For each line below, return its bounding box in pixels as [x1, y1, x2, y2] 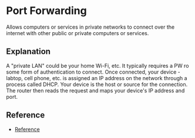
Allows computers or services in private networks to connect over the [6, 23, 175, 30]
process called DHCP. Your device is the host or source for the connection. [6, 81, 188, 88]
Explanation [6, 47, 51, 57]
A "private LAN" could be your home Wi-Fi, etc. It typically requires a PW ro [6, 62, 189, 69]
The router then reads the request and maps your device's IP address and [6, 87, 185, 94]
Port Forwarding [6, 4, 87, 18]
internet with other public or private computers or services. [6, 29, 149, 36]
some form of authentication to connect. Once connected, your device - [6, 68, 180, 75]
